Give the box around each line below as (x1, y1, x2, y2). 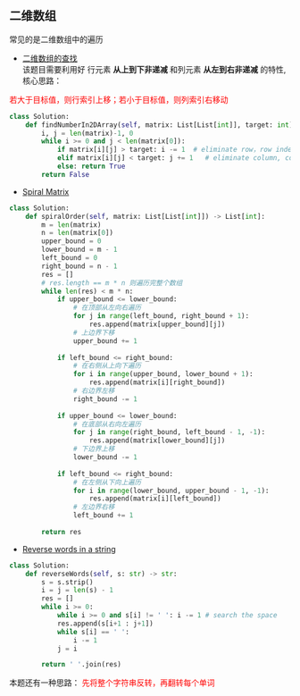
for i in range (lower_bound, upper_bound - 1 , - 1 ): (72, 486, 270, 495)
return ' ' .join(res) (41, 660, 122, 669)
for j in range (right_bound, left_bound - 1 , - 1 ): (72, 428, 266, 437)
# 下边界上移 (72, 445, 115, 454)
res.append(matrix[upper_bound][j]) (88, 320, 226, 329)
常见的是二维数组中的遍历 (9, 34, 104, 45)
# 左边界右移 (72, 503, 115, 512)
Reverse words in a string (21, 543, 116, 554)
